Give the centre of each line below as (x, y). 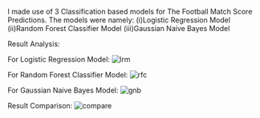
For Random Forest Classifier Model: (68, 75)
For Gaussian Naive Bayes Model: (63, 90)
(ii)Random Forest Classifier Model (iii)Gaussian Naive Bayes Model (119, 28)
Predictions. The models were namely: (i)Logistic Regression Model (119, 20)
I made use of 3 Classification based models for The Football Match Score (130, 12)
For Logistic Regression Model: (59, 59)
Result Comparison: (40, 106)
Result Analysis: (34, 44)
